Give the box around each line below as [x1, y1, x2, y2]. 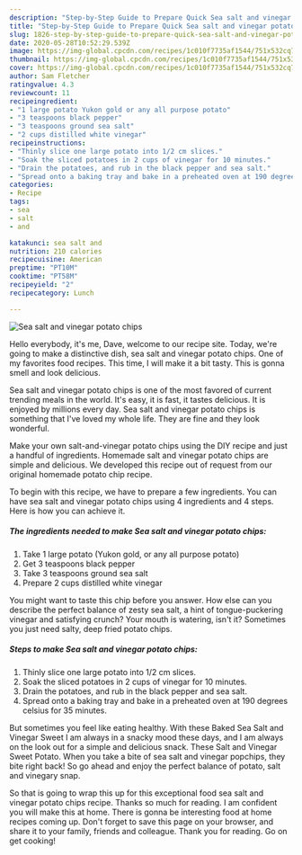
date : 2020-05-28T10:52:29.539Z [9, 38, 130, 48]
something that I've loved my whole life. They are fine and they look [9, 413, 261, 423]
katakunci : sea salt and [9, 238, 102, 247]
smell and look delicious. [9, 367, 101, 378]
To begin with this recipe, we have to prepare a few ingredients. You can [9, 486, 277, 497]
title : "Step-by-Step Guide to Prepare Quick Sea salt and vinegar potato [9, 22, 296, 31]
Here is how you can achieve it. [9, 505, 126, 516]
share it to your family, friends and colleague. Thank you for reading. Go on [9, 825, 288, 836]
